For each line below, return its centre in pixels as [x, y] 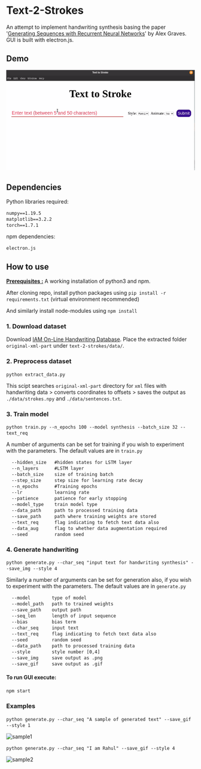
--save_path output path [47, 610]
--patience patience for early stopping [69, 498]
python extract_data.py [36, 375]
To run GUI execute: [31, 677]
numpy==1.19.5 [24, 214]
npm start [19, 691]
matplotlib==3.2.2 [29, 220]
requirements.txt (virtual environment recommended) [73, 299]
